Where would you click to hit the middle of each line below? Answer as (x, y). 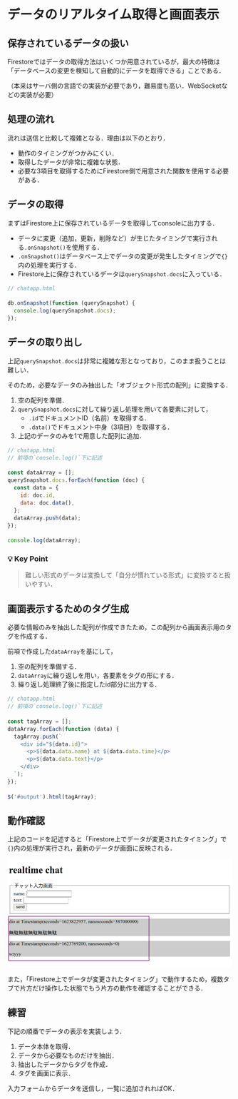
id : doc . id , (38, 496)
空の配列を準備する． (49, 667)
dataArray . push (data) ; (47, 518)
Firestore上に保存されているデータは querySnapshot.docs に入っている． (121, 274)
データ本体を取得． (46, 1046)
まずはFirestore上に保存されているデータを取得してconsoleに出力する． (113, 223)
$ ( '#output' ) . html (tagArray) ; (52, 796)
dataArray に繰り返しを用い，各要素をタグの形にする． (98, 676)
